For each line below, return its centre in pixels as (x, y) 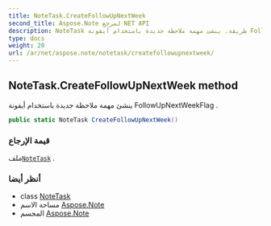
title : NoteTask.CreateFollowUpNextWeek (77, 16)
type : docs (27, 38)
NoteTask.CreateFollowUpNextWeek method (123, 86)
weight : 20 (27, 46)
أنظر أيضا (25, 179)
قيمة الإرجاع (29, 140)
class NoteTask (45, 196)
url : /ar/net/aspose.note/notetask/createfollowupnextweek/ (112, 53)
